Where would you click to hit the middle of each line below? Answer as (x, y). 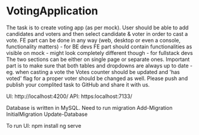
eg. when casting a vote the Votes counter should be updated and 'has (93, 72)
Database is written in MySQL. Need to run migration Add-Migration (89, 108)
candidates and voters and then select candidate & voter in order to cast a (97, 33)
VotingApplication (52, 11)
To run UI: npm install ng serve (44, 125)
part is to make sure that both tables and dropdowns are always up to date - (99, 65)
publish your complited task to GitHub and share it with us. (78, 84)
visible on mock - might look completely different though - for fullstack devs (99, 53)
